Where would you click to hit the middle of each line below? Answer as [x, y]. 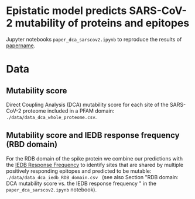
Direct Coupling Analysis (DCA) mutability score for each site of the [87, 104]
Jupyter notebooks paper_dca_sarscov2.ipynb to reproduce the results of [94, 39]
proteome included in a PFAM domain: [69, 111]
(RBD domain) [32, 144]
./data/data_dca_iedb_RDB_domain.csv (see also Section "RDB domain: [92, 177]
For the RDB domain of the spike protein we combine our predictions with [95, 158]
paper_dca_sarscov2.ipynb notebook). [52, 189]
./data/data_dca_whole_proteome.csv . [52, 117]
